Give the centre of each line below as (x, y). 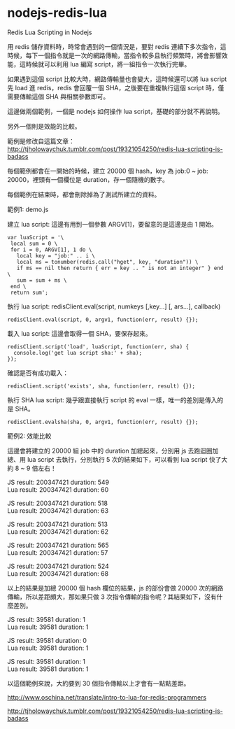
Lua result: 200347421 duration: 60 (58, 489)
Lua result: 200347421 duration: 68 (58, 573)
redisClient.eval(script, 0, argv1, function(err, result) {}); (103, 320)
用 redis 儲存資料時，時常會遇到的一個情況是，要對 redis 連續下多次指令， (114, 46)
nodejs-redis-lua (57, 13)
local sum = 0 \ (34, 243)
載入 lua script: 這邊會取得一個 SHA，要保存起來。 (79, 333)
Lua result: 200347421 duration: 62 (58, 531)
